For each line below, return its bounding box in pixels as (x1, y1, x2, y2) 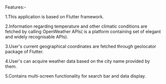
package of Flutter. (5, 49, 43, 54)
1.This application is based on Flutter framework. (5, 14, 104, 19)
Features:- (5, 4, 26, 10)
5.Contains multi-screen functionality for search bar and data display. (5, 73, 146, 79)
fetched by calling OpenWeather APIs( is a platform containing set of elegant (5, 29, 161, 34)
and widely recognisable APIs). (5, 34, 68, 40)
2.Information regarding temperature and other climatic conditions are (5, 23, 147, 29)
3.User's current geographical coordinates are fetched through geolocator (5, 43, 157, 49)
